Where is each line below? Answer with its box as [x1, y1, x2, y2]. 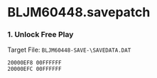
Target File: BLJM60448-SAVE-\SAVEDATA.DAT [7, 45, 131, 54]
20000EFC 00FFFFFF [7, 65, 62, 73]
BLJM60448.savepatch [7, 4, 151, 21]
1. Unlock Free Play [7, 30, 74, 40]
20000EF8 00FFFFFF [7, 60, 62, 67]
